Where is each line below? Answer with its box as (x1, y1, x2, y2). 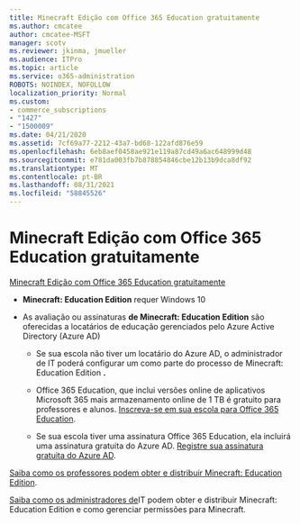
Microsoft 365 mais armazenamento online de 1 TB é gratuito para (35, 393, 282, 405)
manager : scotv (9, 38, 67, 48)
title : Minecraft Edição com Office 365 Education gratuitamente (9, 13, 259, 23)
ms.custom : (9, 96, 50, 106)
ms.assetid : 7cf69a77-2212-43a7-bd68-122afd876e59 (9, 139, 204, 148)
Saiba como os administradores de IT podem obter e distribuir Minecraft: (9, 494, 277, 505)
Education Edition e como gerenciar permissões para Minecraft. (9, 503, 246, 514)
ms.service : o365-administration (9, 72, 135, 81)
